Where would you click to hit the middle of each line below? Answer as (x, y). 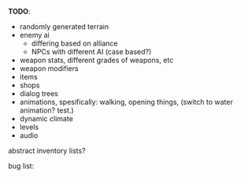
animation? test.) (46, 110)
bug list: (21, 166)
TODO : (19, 11)
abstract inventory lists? (47, 150)
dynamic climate (46, 119)
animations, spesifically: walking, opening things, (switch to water (126, 102)
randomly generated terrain (64, 26)
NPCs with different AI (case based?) (91, 52)
